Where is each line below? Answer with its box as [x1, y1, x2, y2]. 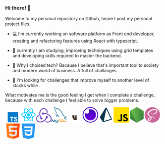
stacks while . [12, 83, 41, 89]
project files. [5, 21, 31, 27]
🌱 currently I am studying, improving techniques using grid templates [12, 48, 154, 53]
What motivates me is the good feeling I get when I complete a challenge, [5, 92, 155, 98]
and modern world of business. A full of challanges [12, 68, 117, 74]
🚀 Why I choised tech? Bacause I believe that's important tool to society [12, 62, 159, 68]
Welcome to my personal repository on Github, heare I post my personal [5, 16, 152, 22]
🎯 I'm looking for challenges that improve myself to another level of [12, 77, 150, 83]
